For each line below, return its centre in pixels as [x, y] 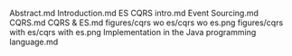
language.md [34, 42]
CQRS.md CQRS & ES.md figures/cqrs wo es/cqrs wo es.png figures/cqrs [146, 23]
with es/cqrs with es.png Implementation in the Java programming [133, 32]
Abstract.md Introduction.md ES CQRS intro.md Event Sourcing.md [134, 13]
